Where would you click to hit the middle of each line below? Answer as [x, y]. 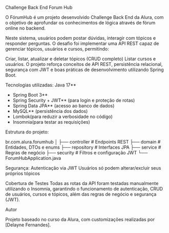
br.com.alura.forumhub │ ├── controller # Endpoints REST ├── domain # [83, 142]
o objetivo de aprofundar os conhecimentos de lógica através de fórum [80, 23]
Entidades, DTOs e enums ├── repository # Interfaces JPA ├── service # [83, 147]
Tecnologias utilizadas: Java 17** [41, 85]
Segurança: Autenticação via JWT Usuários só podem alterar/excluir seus [83, 168]
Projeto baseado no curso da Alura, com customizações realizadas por [80, 219]
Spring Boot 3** [30, 95]
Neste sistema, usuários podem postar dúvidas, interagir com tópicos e [81, 38]
